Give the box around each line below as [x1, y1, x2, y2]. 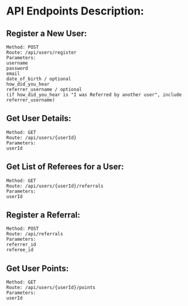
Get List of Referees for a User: [6, 162, 125, 172]
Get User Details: [6, 113, 71, 124]
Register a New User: [6, 28, 87, 39]
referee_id [6, 247, 34, 253]
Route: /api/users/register [6, 49, 77, 56]
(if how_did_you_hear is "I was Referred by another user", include [6, 92, 182, 98]
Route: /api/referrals [6, 231, 63, 237]
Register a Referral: [6, 210, 80, 220]
